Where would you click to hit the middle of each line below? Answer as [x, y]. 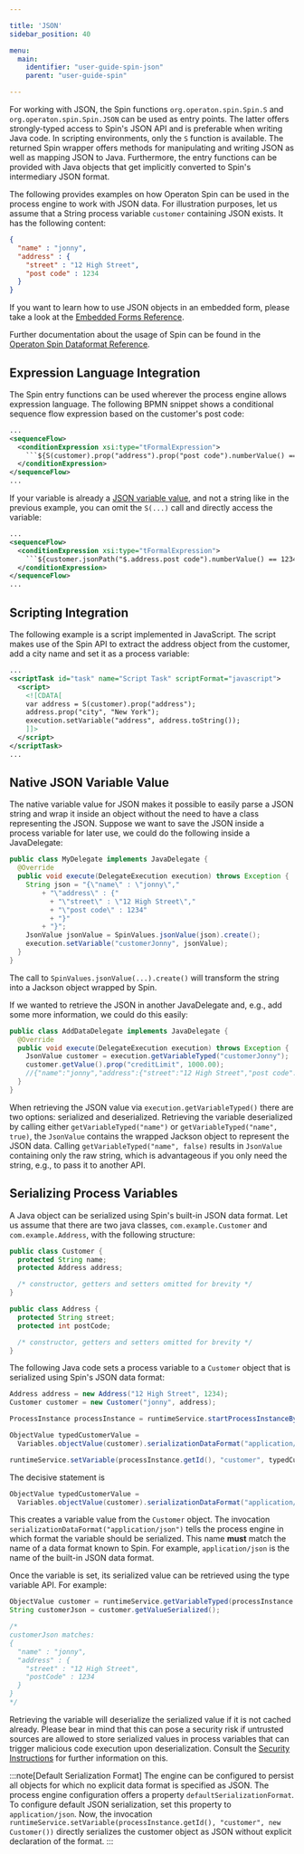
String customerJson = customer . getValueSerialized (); [115, 1610]
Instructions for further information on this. [89, 1758]
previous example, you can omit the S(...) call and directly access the [141, 508]
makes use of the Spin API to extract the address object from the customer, [150, 644]
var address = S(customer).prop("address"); [111, 704]
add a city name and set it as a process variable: [100, 654]
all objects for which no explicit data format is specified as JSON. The [139, 1785]
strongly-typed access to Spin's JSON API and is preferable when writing [146, 129]
